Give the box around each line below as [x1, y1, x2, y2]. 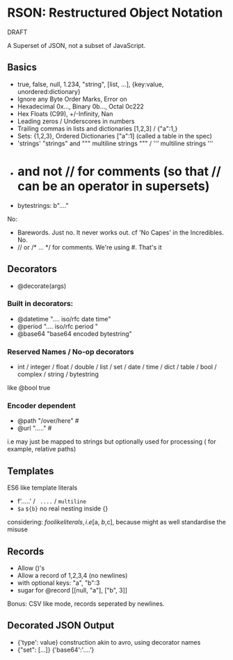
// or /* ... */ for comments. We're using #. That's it [17, 243, 162, 251]
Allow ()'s [17, 564, 45, 572]
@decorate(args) [17, 282, 67, 290]
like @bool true [7, 384, 51, 392]
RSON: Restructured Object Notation [7, 5, 223, 21]
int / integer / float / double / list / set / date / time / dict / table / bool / [17, 363, 217, 371]
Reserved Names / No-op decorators [7, 346, 134, 356]
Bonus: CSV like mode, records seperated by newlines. [7, 599, 165, 608]
